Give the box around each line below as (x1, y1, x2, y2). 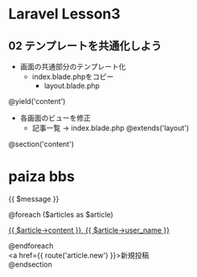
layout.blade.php (43, 81, 101, 90)
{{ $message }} (8, 194, 60, 204)
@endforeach (8, 241, 54, 250)
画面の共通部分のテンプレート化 (19, 62, 126, 71)
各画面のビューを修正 (19, 114, 91, 122)
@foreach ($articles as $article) (8, 209, 114, 219)
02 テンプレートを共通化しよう (8, 39, 162, 52)
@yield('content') (8, 97, 66, 105)
